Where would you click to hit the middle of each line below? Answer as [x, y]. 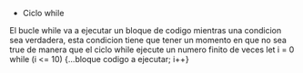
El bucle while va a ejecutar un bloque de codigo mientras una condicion [146, 30]
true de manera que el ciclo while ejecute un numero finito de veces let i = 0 [152, 50]
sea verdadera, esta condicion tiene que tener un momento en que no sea [148, 40]
